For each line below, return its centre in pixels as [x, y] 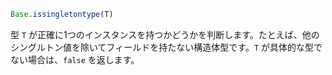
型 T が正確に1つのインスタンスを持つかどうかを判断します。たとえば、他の [165, 34]
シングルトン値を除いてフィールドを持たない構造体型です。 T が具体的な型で [166, 47]
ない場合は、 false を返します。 [75, 59]
